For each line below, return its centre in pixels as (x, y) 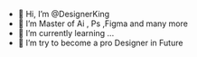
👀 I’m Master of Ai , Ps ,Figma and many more (103, 24)
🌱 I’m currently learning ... (66, 33)
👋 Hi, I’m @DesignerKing (64, 14)
